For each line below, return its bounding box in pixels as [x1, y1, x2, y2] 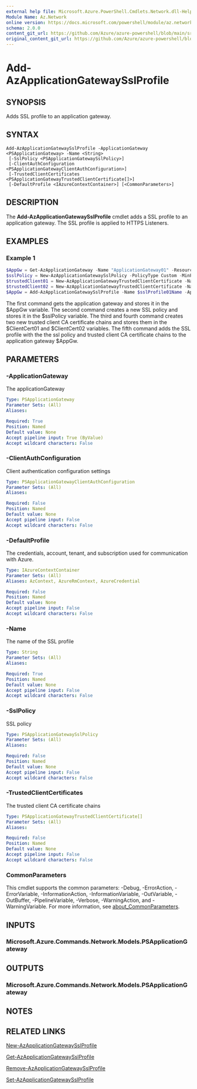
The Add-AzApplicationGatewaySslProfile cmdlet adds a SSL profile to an [6, 213, 188, 220]
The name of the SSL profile [6, 638, 74, 645]
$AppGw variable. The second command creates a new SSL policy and [6, 306, 178, 313]
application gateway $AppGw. [6, 337, 79, 344]
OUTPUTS [6, 963, 44, 973]
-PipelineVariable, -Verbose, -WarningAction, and [32, 897, 151, 904]
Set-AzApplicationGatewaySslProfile [6, 1076, 94, 1083]
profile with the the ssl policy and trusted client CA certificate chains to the [6, 331, 186, 338]
